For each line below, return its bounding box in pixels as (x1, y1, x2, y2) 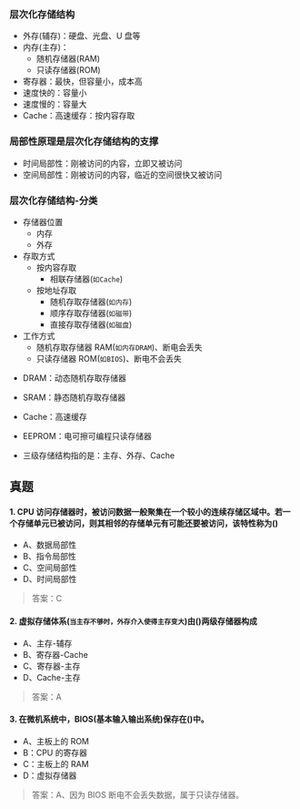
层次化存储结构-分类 (9, 194, 98, 207)
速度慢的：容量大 (22, 98, 87, 110)
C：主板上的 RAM (22, 758, 89, 769)
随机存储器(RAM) (35, 53, 101, 65)
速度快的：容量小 (22, 87, 87, 98)
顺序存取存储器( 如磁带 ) (49, 307, 133, 318)
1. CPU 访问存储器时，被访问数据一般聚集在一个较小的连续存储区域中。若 (9, 506, 284, 517)
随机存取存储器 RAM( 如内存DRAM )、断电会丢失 (35, 342, 203, 353)
